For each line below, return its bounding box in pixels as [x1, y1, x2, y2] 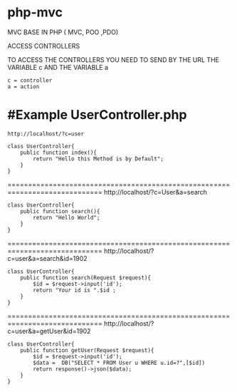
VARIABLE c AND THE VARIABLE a [7, 63, 109, 71]
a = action [7, 83, 40, 90]
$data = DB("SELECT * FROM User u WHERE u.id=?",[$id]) [33, 359, 205, 366]
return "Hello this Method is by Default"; [33, 155, 164, 163]
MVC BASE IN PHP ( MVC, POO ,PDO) [7, 28, 119, 36]
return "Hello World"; [33, 214, 100, 221]
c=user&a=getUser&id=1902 [7, 326, 91, 335]
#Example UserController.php [7, 107, 187, 123]
